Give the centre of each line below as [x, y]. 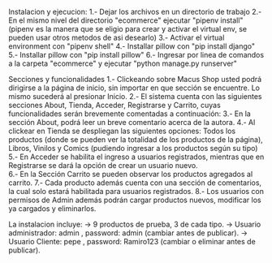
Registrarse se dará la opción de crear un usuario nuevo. [103, 165]
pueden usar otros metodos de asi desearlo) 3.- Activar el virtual [117, 37]
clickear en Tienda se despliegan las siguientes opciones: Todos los [122, 131]
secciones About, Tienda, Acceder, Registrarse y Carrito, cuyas [114, 105]
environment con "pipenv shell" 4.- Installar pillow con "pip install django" [132, 46]
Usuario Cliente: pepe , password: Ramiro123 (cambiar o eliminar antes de [132, 241]
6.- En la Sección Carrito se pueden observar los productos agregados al [131, 174]
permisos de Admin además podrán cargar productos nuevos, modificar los [135, 200]
